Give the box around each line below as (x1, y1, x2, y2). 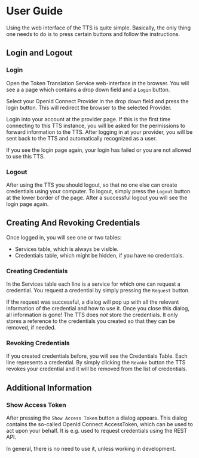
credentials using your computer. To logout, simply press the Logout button (6, 187, 191, 194)
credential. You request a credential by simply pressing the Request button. (6, 287, 190, 294)
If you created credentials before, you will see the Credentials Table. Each (6, 352, 188, 360)
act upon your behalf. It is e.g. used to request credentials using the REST (6, 427, 188, 435)
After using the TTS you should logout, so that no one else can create (6, 181, 177, 188)
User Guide (6, 4, 63, 18)
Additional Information (6, 382, 92, 393)
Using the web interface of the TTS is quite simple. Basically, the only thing (6, 24, 191, 31)
